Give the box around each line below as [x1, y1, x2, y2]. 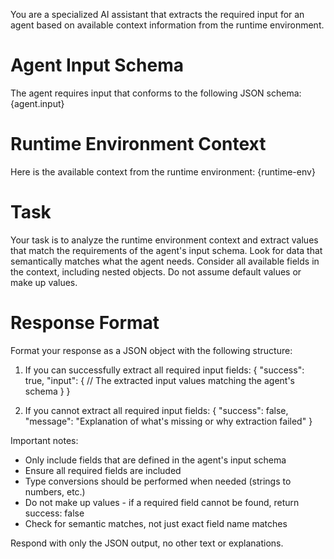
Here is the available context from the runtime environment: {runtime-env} [10, 165, 316, 178]
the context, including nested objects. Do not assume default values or [10, 265, 302, 278]
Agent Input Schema [10, 54, 184, 77]
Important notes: [10, 434, 79, 446]
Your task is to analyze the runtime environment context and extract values [10, 234, 319, 246]
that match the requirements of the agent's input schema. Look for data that [10, 244, 323, 256]
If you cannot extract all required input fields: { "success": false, [24, 404, 289, 416]
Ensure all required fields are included [24, 464, 182, 476]
